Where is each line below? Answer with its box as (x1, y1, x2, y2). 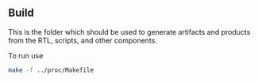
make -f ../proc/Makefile (8, 66, 94, 74)
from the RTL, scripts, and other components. (8, 35, 157, 45)
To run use (8, 50, 44, 60)
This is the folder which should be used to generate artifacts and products (8, 27, 251, 36)
